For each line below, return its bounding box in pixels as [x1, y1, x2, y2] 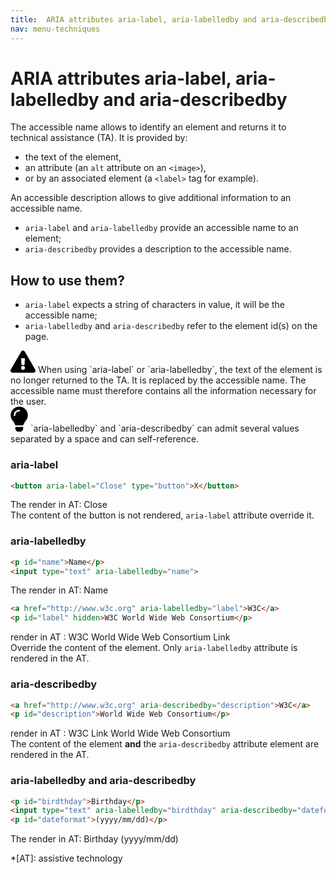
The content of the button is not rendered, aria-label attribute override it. [10, 509, 315, 521]
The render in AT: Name [10, 584, 109, 596]
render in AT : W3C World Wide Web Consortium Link [10, 631, 231, 643]
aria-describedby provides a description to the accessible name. [24, 243, 292, 255]
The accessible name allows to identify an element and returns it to [10, 121, 287, 133]
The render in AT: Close [10, 499, 108, 511]
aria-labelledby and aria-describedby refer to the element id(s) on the [24, 320, 318, 332]
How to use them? [10, 272, 126, 289]
